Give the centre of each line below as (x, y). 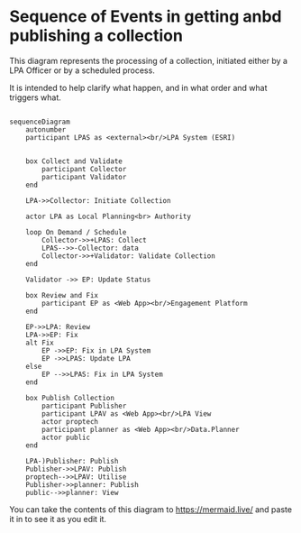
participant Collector (84, 169)
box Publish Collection (70, 398)
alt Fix (40, 343)
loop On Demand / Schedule (76, 232)
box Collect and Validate (74, 161)
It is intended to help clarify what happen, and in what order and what (138, 87)
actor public (66, 437)
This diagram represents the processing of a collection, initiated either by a (149, 60)
